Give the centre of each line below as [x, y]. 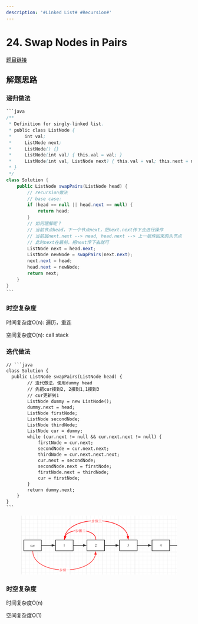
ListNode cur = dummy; [55, 431]
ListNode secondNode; [54, 419]
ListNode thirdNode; [52, 425]
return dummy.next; [51, 490]
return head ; [53, 211]
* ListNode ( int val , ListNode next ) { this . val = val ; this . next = [98, 161]
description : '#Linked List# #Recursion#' [59, 12]
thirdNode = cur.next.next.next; [78, 455]
